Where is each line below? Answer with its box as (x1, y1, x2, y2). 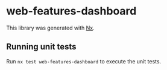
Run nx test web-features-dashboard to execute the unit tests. (6, 57, 162, 65)
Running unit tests (6, 42, 77, 52)
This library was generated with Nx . (6, 24, 95, 31)
